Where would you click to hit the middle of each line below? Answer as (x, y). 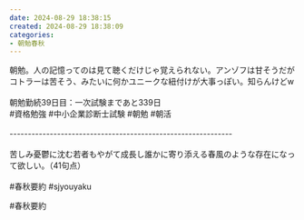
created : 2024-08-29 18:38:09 (67, 26)
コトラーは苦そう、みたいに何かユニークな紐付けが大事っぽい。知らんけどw (152, 82)
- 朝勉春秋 (27, 43)
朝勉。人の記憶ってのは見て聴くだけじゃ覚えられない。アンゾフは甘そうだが (152, 70)
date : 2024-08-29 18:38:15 (60, 18)
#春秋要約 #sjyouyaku (51, 186)
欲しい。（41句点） (51, 165)
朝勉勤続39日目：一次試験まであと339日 (85, 103)
